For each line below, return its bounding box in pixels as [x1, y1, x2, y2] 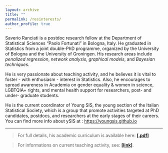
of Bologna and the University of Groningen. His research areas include [5, 51, 152, 57]
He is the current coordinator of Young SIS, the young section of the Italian [5, 102, 159, 108]
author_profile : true [5, 21, 50, 26]
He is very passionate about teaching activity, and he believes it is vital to [5, 71, 156, 77]
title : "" [5, 12, 26, 17]
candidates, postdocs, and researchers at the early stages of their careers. [5, 113, 159, 119]
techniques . [5, 61, 29, 67]
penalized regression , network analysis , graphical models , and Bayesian [5, 56, 155, 62]
